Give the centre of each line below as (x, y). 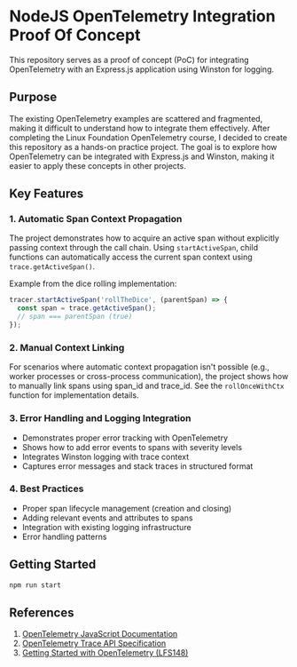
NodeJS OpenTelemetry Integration (143, 16)
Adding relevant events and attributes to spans (107, 518)
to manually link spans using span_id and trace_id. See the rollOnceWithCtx (147, 386)
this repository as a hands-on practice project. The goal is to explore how (143, 147)
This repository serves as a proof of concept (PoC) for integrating (129, 60)
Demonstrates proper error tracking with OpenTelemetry (125, 438)
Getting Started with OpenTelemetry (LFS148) (105, 653)
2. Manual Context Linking (67, 347)
